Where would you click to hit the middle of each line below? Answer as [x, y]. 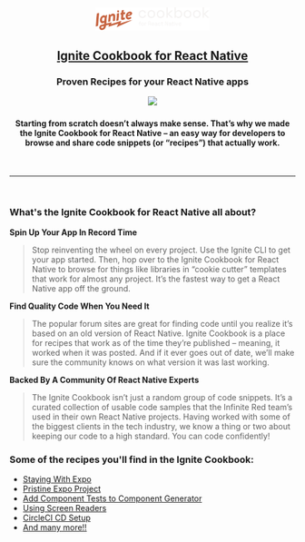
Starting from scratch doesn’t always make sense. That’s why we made [152, 123]
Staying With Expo [57, 479]
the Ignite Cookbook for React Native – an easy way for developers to [152, 133]
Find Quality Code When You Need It [79, 306]
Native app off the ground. [81, 288]
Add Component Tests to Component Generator [112, 498]
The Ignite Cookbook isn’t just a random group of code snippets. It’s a [162, 397]
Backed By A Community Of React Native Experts [104, 379]
